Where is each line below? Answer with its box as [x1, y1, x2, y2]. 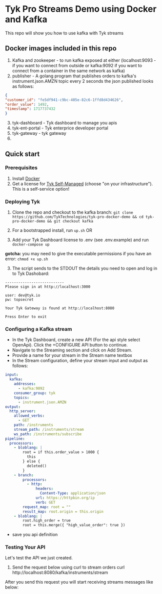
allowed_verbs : [14, 413, 45, 419]
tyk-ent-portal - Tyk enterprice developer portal [12, 125, 108, 131]
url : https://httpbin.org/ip [36, 495, 95, 500]
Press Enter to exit [5, 315, 47, 320]
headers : [36, 486, 54, 491]
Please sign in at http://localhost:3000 [5, 284, 91, 290]
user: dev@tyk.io [5, 293, 40, 298]
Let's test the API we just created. [5, 555, 73, 561]
